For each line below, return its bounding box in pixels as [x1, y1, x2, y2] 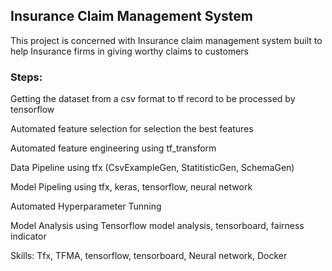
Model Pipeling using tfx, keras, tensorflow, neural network [10, 181, 253, 193]
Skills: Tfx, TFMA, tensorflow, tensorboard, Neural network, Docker [10, 250, 288, 262]
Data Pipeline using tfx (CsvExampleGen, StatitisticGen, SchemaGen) [10, 162, 295, 174]
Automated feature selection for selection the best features [10, 123, 254, 135]
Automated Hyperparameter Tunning [10, 200, 162, 213]
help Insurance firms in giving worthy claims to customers [10, 45, 249, 57]
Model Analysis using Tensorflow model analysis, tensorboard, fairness [10, 220, 305, 232]
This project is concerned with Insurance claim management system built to [10, 34, 323, 46]
